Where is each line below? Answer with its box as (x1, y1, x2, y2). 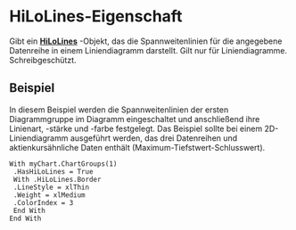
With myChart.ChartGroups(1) (9, 159, 118, 168)
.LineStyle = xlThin (12, 183, 90, 192)
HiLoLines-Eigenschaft (9, 6, 183, 27)
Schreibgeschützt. (9, 54, 78, 65)
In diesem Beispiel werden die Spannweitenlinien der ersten (9, 104, 229, 115)
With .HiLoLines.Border (12, 175, 102, 184)
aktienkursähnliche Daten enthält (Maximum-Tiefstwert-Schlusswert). (9, 142, 266, 152)
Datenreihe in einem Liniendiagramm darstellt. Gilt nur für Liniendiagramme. (9, 45, 288, 55)
